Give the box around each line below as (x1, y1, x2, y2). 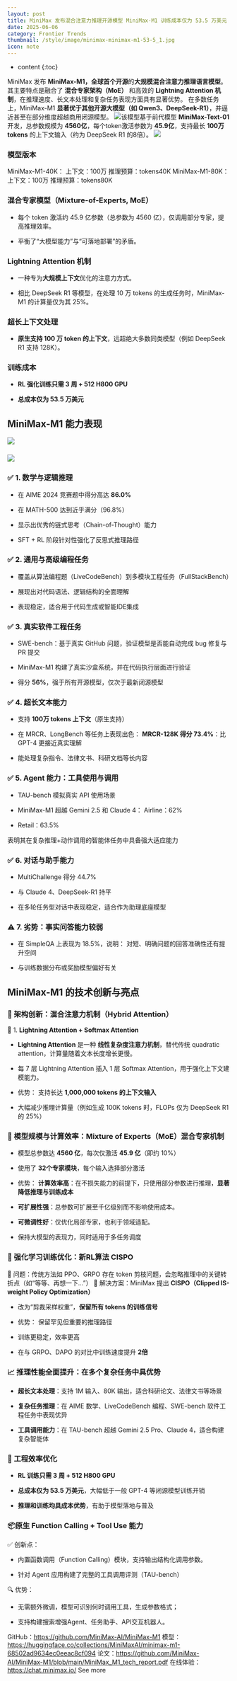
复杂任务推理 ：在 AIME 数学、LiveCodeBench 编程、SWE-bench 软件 (17, 1401, 220, 1410)
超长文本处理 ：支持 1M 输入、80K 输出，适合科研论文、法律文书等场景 (17, 1387, 222, 1395)
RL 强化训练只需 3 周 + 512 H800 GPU (17, 380, 128, 389)
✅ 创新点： (7, 1540, 39, 1549)
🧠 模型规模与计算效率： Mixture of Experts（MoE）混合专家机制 (7, 1131, 224, 1141)
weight (7, 1287, 28, 1296)
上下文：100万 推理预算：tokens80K (7, 176, 113, 185)
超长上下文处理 (7, 316, 59, 326)
